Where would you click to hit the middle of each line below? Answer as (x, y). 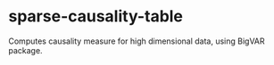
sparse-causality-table (96, 16)
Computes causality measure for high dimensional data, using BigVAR (137, 41)
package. (25, 50)
